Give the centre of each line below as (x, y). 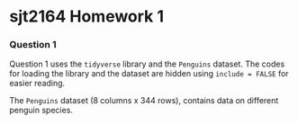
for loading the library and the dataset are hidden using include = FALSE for (149, 74)
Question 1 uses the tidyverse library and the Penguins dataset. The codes (147, 64)
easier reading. (37, 84)
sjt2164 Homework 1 (87, 17)
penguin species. (41, 111)
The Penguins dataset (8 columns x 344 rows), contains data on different (144, 101)
